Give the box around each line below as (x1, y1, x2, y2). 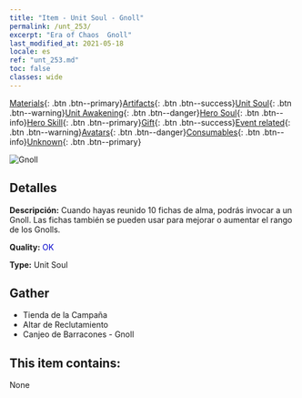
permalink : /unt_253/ (9, 22, 92, 31)
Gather (9, 285, 50, 301)
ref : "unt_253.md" (9, 56, 79, 65)
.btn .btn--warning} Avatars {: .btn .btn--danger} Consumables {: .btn (9, 127, 261, 138)
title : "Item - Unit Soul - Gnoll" (9, 13, 145, 23)
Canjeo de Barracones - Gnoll (22, 329, 135, 340)
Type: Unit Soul (9, 259, 68, 270)
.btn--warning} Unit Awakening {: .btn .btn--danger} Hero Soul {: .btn (9, 107, 260, 118)
